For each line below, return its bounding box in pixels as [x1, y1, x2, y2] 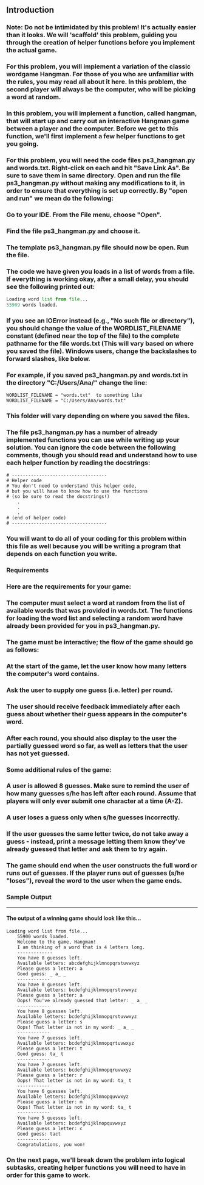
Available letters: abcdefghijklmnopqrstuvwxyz [17, 960, 140, 966]
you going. [6, 140, 39, 148]
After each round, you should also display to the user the [6, 734, 177, 742]
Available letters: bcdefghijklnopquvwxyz [17, 1120, 126, 1126]
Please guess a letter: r [17, 1072, 83, 1078]
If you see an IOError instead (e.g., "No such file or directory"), [6, 316, 195, 325]
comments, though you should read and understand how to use [6, 450, 197, 459]
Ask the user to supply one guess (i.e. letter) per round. [6, 686, 173, 694]
